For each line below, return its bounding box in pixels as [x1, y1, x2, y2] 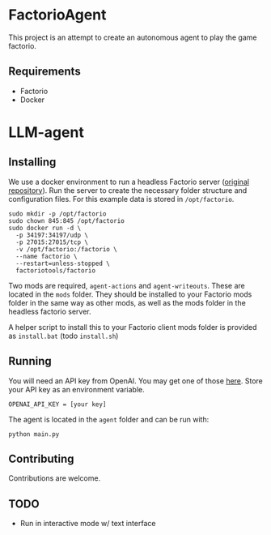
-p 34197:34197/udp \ [15, 231, 89, 239]
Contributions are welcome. [8, 473, 101, 483]
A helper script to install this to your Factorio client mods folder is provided [8, 322, 257, 332]
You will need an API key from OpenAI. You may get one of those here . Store [8, 375, 263, 386]
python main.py [8, 430, 60, 439]
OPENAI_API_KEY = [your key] [8, 400, 107, 409]
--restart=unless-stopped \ [15, 259, 111, 267]
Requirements [8, 65, 81, 79]
